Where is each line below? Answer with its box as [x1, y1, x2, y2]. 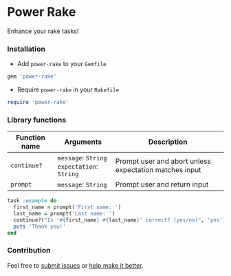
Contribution [7, 246, 51, 255]
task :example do [7, 198, 57, 204]
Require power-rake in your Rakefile [16, 85, 120, 94]
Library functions [7, 115, 67, 125]
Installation [7, 44, 46, 54]
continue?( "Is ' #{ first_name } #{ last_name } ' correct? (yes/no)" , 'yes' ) [13, 216, 226, 224]
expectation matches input [115, 165, 201, 175]
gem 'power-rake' [7, 73, 57, 80]
